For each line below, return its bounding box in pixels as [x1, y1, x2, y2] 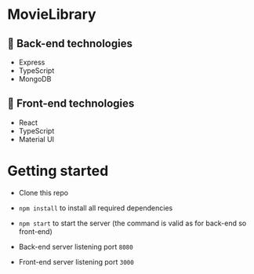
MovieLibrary [7, 5, 96, 24]
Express [18, 57, 45, 67]
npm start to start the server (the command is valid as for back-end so [18, 218, 247, 228]
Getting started [7, 163, 109, 180]
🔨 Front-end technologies [7, 97, 135, 111]
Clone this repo [18, 188, 68, 197]
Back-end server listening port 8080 [18, 242, 134, 251]
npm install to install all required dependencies [18, 203, 173, 213]
